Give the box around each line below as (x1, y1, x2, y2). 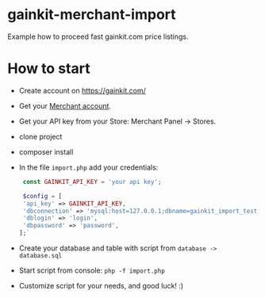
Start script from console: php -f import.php (18, 266, 166, 275)
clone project (18, 132, 63, 141)
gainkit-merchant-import (7, 6, 176, 24)
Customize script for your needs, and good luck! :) (18, 281, 184, 290)
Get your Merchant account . (18, 101, 112, 110)
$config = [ (22, 192, 63, 200)
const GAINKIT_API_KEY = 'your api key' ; (22, 178, 162, 185)
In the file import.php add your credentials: (18, 162, 159, 172)
